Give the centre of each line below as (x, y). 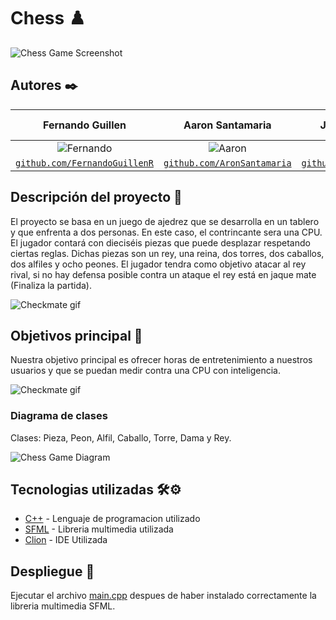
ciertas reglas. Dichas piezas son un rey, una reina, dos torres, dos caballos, (167, 253)
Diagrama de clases (59, 416)
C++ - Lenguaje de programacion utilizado (112, 519)
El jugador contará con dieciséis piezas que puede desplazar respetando (160, 242)
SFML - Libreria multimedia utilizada (99, 529)
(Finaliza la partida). (51, 285)
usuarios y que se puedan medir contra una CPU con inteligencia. (145, 371)
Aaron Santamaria (227, 125)
